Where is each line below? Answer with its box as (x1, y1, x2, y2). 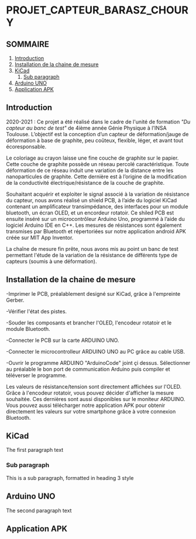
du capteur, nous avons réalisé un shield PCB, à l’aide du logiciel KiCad (6, 196, 177, 203)
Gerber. (6, 296, 25, 303)
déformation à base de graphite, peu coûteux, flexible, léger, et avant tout (6, 137, 183, 144)
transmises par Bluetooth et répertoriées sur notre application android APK (6, 227, 186, 234)
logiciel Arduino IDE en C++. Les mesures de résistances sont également (6, 222, 182, 229)
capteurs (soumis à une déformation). (6, 258, 97, 265)
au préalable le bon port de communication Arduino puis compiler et (6, 365, 171, 372)
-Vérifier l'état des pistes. (6, 307, 67, 315)
